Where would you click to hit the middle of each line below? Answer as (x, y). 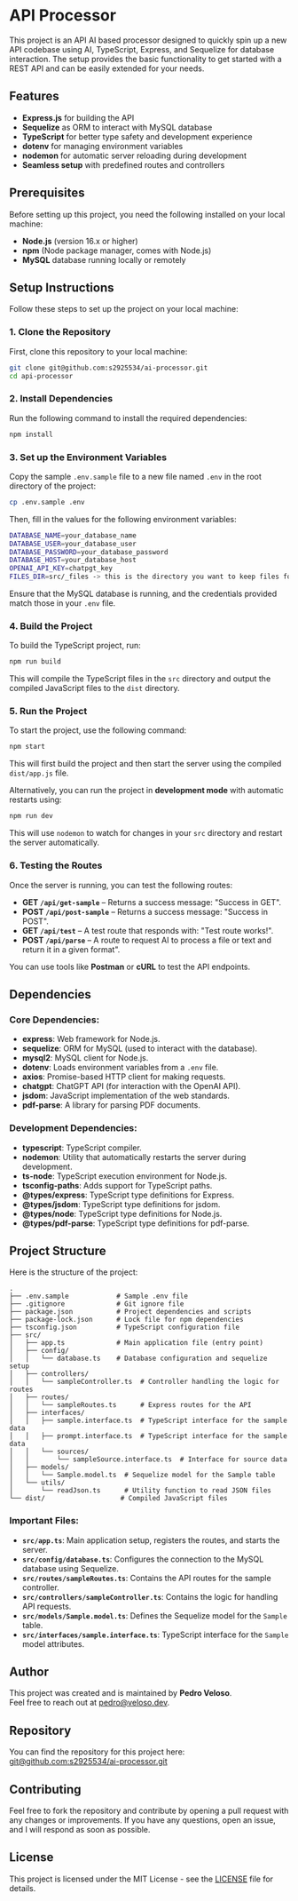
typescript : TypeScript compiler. (82, 1148)
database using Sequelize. (71, 1568)
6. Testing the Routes (56, 865)
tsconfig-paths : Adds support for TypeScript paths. (117, 1185)
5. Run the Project (48, 712)
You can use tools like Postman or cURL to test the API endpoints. (130, 966)
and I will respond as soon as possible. (80, 1830)
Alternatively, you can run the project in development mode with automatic (146, 791)
